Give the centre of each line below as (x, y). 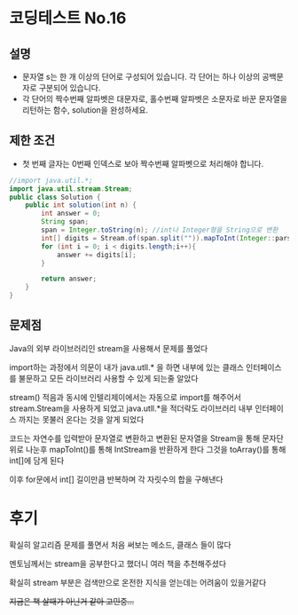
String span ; (65, 222)
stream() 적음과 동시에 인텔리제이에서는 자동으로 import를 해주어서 (125, 397)
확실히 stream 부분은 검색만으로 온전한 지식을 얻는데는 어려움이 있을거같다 (138, 582)
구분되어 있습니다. (70, 88)
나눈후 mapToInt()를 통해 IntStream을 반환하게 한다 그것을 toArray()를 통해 (156, 449)
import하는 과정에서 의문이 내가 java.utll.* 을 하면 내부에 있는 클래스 (126, 367)
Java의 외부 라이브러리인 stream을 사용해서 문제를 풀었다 (109, 348)
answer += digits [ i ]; (97, 255)
